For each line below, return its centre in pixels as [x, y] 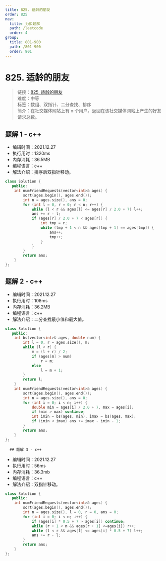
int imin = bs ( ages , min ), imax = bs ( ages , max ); [84, 417]
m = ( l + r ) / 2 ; [50, 352]
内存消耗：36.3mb [31, 472]
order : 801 [21, 51]
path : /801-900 [25, 47]
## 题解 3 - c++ [26, 450]
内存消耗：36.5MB [31, 160]
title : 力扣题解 [25, 24]
